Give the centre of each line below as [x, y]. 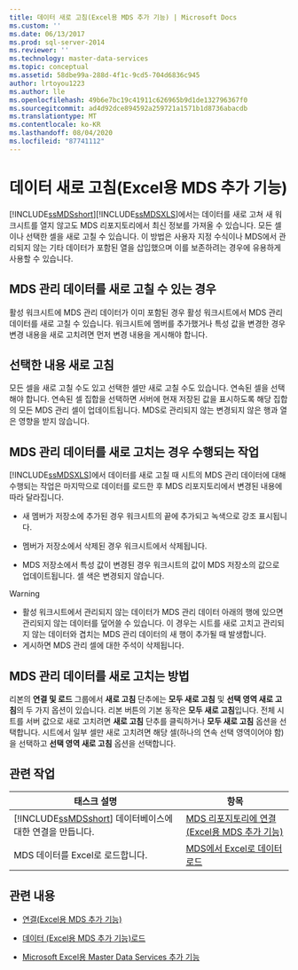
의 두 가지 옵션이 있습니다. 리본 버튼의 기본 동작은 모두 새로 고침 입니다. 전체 [146, 710]
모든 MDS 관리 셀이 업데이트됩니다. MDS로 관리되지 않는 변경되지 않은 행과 [148, 410]
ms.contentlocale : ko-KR [55, 125]
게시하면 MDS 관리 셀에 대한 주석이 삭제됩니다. [103, 645]
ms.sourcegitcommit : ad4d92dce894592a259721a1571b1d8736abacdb [129, 108]
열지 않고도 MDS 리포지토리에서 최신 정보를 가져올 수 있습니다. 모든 [156, 225]
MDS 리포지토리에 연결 [231, 818]
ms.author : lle [37, 91]
